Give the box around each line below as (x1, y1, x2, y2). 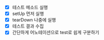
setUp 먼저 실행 (12, 10, 44, 16)
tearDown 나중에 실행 (12, 17, 57, 23)
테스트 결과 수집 (12, 23, 44, 29)
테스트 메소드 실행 (12, 4, 48, 10)
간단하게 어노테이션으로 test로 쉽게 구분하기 (12, 29, 99, 35)
